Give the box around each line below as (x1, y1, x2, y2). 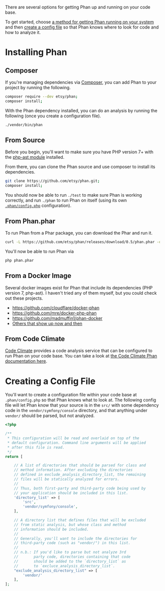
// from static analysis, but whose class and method (14, 522, 126, 527)
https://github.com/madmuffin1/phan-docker (12, 315, 103, 321)
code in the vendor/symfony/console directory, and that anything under (5, 408, 148, 414)
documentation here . (5, 358, 48, 364)
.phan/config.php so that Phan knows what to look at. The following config (5, 397, 156, 403)
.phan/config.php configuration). (5, 203, 72, 209)
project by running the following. (5, 85, 71, 90)
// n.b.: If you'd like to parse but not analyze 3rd (14, 550, 126, 555)
